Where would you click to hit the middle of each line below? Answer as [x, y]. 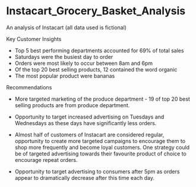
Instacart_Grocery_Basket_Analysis [96, 11]
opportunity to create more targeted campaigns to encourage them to [100, 141]
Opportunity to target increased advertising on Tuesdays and [89, 117]
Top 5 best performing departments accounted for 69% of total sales [99, 50]
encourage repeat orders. [46, 160]
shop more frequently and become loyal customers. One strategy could [102, 147]
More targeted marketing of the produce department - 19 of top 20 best [102, 99]
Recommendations [29, 87]
